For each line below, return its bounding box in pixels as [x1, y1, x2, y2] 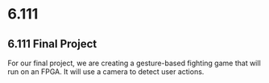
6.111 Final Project [7, 37, 97, 51]
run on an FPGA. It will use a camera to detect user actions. [7, 67, 205, 77]
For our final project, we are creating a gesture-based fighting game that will [7, 58, 261, 68]
